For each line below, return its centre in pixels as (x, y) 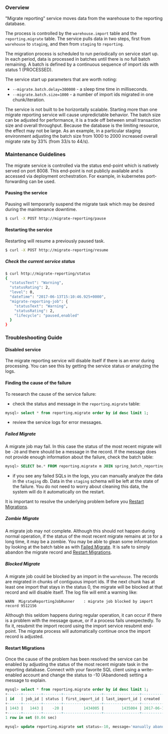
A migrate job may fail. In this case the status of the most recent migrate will (83, 446)
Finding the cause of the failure (38, 383)
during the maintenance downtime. (41, 209)
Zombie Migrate (22, 518)
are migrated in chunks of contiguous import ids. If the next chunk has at (80, 582)
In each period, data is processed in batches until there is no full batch (78, 59)
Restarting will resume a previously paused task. (55, 241)
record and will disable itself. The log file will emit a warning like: (71, 592)
